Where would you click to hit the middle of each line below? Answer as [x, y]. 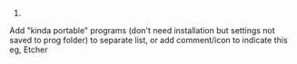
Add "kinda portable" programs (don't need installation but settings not [142, 30]
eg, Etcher [29, 50]
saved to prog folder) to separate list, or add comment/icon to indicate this [148, 40]
